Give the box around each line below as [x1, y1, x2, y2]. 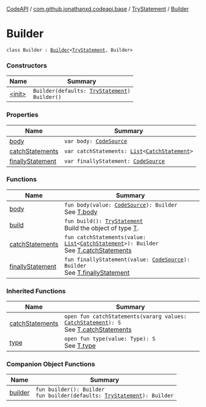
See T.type [64, 341, 96, 350]
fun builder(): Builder [36, 386, 105, 393]
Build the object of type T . [64, 224, 139, 232]
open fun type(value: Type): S [64, 335, 156, 342]
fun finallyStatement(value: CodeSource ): [64, 256, 190, 263]
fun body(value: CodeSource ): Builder [64, 201, 178, 208]
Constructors [6, 61, 47, 69]
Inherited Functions [6, 286, 66, 295]
